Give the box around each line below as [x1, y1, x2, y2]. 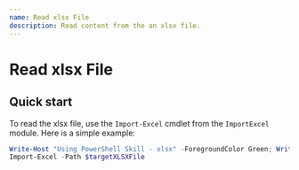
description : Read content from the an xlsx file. [9, 21, 201, 30]
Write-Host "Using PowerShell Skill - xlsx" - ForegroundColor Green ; [9, 144, 273, 153]
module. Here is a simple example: [9, 127, 136, 138]
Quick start [9, 95, 73, 110]
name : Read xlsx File [9, 12, 90, 22]
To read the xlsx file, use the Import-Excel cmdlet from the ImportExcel [9, 118, 270, 128]
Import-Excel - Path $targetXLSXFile [9, 152, 145, 162]
